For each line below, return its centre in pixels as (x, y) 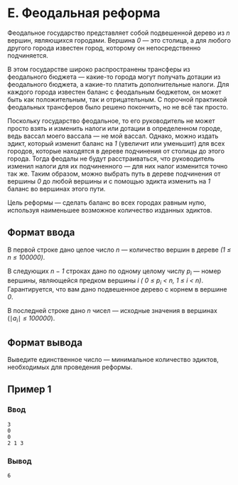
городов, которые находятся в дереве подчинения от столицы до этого (116, 151)
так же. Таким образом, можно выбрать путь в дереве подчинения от (114, 174)
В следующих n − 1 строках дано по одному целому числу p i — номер (114, 272)
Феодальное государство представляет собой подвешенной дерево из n (119, 33)
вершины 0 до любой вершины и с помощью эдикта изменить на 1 (109, 181)
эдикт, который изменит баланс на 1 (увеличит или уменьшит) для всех (116, 143)
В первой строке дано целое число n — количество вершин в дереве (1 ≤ (119, 250)
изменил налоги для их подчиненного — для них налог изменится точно (118, 166)
